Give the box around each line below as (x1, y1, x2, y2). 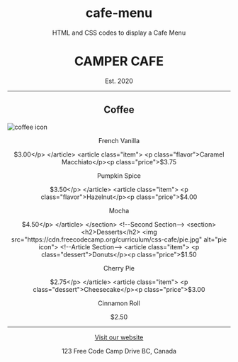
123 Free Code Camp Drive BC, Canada (61, 346, 177, 355)
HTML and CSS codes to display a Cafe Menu (52, 28, 186, 37)
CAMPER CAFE (74, 53, 164, 69)
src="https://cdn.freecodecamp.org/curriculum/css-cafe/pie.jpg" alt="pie (11, 235, 227, 244)
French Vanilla (98, 136, 140, 145)
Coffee (103, 104, 135, 116)
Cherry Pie (103, 264, 135, 272)
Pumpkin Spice (96, 171, 142, 180)
